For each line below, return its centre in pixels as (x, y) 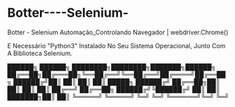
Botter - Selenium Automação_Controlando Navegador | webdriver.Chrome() (118, 32)
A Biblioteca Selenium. (40, 53)
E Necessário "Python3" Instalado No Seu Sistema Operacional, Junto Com (116, 45)
